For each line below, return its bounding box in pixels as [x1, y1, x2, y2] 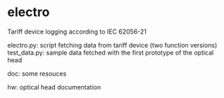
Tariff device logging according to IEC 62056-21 [7, 27, 147, 36]
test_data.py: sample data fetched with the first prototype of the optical [7, 48, 214, 57]
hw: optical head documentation [7, 83, 101, 91]
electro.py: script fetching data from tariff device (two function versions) [7, 41, 218, 49]
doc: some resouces [7, 69, 67, 78]
